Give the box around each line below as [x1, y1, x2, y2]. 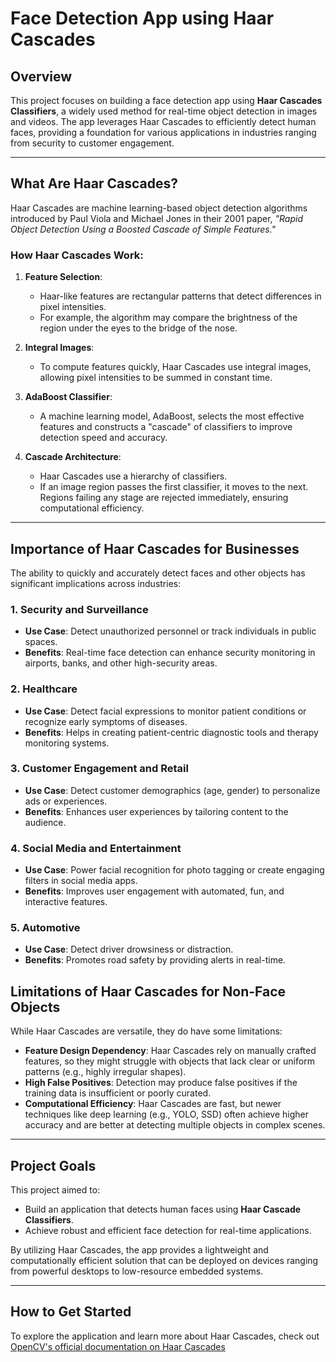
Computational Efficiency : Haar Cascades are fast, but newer [24, 1098, 282, 1110]
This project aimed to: [10, 1184, 101, 1196]
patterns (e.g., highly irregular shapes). [24, 1066, 187, 1078]
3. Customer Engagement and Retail [10, 762, 189, 776]
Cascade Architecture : [24, 451, 122, 463]
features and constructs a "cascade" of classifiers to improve [39, 421, 293, 433]
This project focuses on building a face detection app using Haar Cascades [10, 95, 323, 106]
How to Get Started [10, 1303, 132, 1321]
